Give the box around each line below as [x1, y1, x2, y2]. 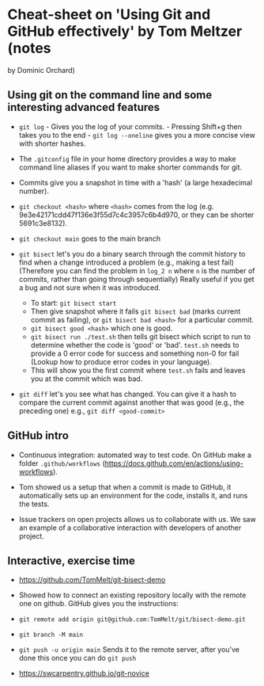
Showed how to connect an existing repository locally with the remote [18, 590, 247, 600]
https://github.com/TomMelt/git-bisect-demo [18, 575, 166, 585]
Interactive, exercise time [7, 554, 135, 567]
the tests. [18, 499, 50, 509]
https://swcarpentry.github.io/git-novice [18, 669, 149, 678]
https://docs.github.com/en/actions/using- [104, 458, 244, 468]
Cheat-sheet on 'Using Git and [7, 6, 211, 24]
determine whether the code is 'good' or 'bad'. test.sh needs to [30, 340, 239, 349]
